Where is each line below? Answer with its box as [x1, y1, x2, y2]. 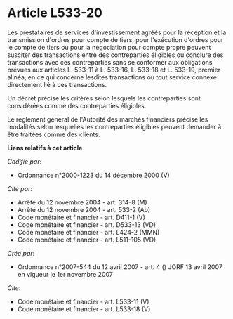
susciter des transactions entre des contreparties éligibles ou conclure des [7, 51, 224, 59]
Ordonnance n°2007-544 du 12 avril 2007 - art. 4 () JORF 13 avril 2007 [17, 262, 223, 271]
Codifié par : [7, 157, 42, 166]
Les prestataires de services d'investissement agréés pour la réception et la [7, 28, 227, 37]
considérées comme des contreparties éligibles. [7, 101, 147, 110]
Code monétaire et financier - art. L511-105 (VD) [17, 235, 157, 244]
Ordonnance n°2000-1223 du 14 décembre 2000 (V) [17, 171, 170, 179]
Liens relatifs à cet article [7, 143, 83, 152]
